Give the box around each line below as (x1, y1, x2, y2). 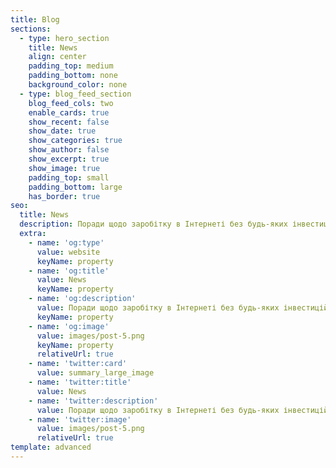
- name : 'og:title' (28, 266, 110, 276)
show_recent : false (28, 117, 110, 127)
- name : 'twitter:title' (28, 377, 132, 387)
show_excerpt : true (28, 154, 110, 164)
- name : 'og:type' (28, 237, 105, 248)
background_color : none (28, 80, 128, 90)
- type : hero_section (19, 33, 110, 43)
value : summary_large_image (36, 368, 155, 378)
